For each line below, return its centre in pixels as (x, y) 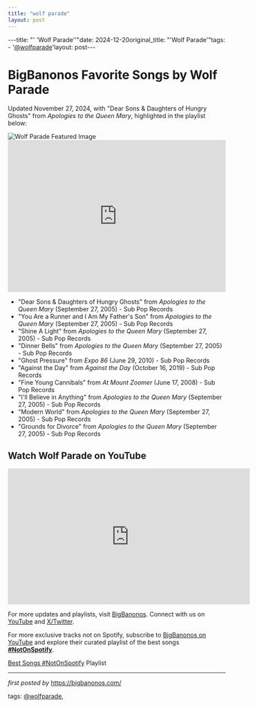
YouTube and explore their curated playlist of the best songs (94, 642)
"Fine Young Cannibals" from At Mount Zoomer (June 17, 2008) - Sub (116, 382)
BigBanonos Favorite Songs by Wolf (113, 75)
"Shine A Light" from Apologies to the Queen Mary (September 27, (112, 331)
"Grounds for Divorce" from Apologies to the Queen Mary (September (117, 427)
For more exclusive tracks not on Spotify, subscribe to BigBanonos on (107, 635)
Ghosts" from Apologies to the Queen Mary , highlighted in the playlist (107, 116)
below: (17, 123)
